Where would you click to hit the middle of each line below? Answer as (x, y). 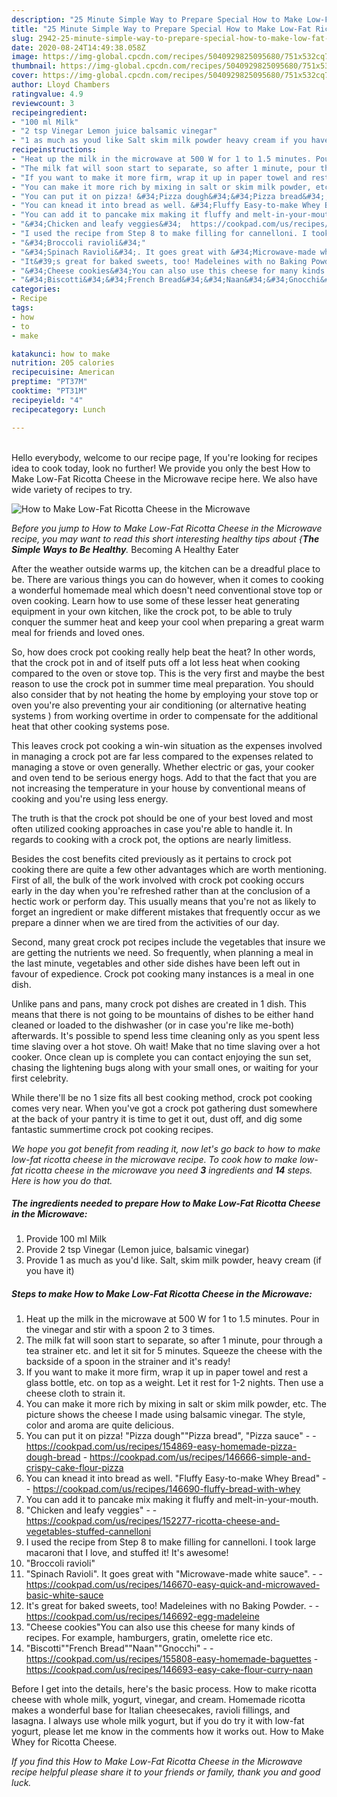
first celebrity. (40, 1078)
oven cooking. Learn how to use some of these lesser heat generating (155, 600)
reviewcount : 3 (43, 103)
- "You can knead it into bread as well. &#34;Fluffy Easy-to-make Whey (166, 206)
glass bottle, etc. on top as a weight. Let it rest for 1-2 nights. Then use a (174, 1383)
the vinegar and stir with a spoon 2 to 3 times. (120, 1330)
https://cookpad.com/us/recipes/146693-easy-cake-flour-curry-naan (169, 1670)
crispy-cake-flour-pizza (74, 1468)
